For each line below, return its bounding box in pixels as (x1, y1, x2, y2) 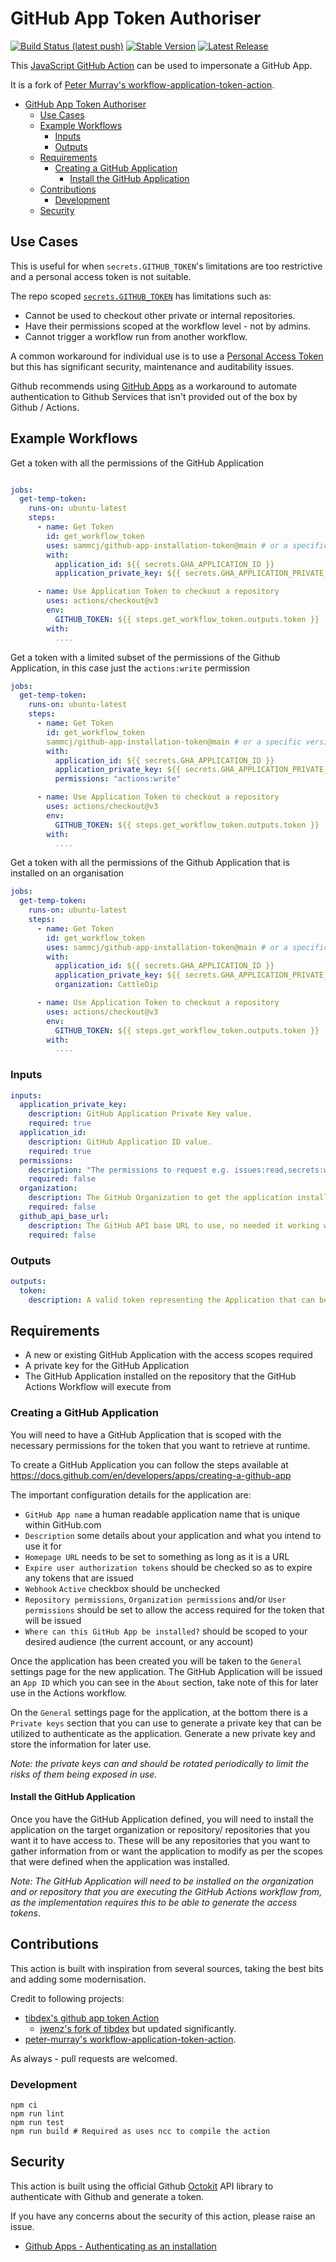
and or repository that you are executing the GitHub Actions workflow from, (10, 1885, 323, 1897)
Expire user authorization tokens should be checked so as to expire (24, 1561, 313, 1573)
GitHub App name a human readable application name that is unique (24, 1508, 301, 1520)
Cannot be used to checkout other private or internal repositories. (24, 309, 296, 321)
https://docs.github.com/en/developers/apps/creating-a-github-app (10, 1469, 292, 1481)
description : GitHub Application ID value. (28, 1137, 213, 1147)
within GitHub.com (24, 1518, 102, 1531)
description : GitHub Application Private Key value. (28, 1109, 253, 1119)
